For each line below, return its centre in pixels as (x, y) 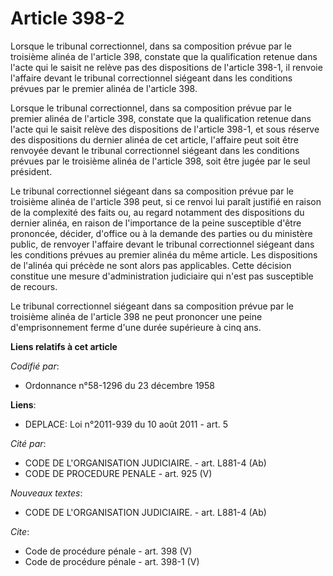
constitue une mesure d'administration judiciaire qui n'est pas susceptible (162, 276)
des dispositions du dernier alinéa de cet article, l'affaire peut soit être (154, 139)
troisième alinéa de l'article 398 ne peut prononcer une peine (136, 316)
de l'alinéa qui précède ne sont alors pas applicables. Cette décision (151, 265)
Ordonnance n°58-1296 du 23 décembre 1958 (119, 385)
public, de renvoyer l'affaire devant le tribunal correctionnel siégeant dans (162, 244)
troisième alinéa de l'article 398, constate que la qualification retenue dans (164, 56)
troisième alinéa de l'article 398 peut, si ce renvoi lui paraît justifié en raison (166, 201)
